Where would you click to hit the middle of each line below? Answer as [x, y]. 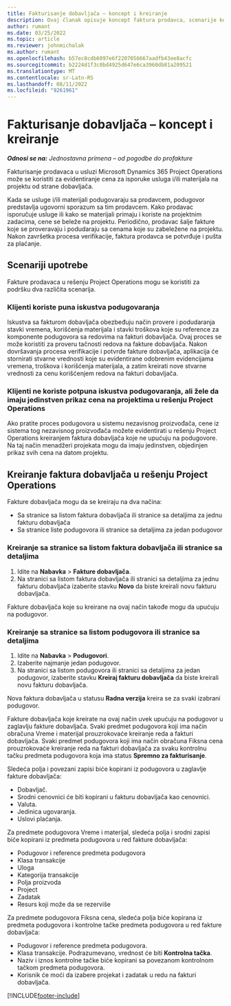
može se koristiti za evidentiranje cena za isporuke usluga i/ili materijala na [113, 179]
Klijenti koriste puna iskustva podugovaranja [84, 307]
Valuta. [27, 804]
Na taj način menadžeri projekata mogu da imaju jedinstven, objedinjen [108, 445]
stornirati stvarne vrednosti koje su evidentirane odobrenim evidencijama [111, 359]
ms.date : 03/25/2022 [37, 33]
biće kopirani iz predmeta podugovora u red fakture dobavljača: [97, 839]
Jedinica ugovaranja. [47, 812]
